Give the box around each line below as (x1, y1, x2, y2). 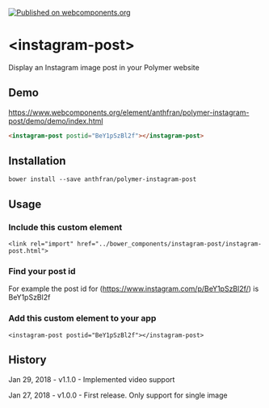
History (8, 353, 47, 367)
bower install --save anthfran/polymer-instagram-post (8, 175, 197, 183)
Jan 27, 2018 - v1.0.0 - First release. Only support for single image (8, 390, 228, 400)
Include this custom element (8, 221, 123, 233)
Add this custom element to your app (8, 313, 157, 324)
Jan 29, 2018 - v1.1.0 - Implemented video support (8, 374, 175, 384)
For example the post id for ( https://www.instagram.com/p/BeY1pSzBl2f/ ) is (8, 284, 259, 294)
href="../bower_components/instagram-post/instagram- (77, 240, 263, 248)
